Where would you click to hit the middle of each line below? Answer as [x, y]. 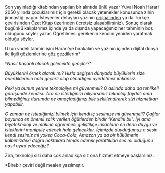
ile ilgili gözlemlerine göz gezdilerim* [43, 54]
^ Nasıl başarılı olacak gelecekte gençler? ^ [48, 64]
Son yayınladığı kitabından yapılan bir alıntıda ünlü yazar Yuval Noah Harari [82, 7]
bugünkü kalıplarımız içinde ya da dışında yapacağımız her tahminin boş [79, 28]
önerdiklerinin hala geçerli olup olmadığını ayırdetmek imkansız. [71, 79]
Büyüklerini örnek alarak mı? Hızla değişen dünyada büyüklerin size [75, 73]
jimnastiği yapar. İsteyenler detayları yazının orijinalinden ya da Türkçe [77, 18]
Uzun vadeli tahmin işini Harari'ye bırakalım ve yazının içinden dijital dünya [82, 49]
